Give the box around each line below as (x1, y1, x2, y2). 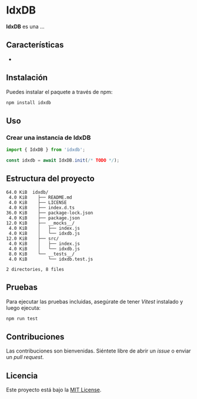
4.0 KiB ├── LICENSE (8, 199, 67, 206)
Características (6, 40, 64, 50)
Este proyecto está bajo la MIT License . (6, 386, 102, 393)
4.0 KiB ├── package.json (8, 215, 81, 221)
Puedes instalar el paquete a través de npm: (6, 88, 113, 95)
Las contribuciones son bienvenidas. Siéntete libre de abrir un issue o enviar (6, 347, 191, 354)
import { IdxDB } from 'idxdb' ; (6, 147, 85, 153)
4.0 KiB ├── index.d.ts (8, 204, 75, 210)
